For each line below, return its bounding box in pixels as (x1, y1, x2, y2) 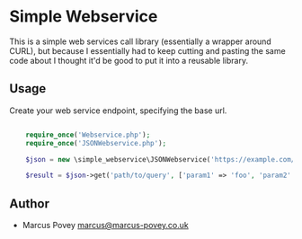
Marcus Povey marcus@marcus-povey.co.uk (22, 220, 189, 231)
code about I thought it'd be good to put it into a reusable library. (9, 55, 249, 66)
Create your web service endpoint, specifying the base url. (9, 105, 227, 116)
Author (9, 196, 49, 211)
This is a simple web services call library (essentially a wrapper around (9, 36, 271, 47)
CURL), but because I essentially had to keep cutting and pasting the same (9, 45, 286, 56)
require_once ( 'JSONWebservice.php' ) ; (25, 138, 167, 147)
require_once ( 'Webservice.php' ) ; (25, 130, 151, 139)
